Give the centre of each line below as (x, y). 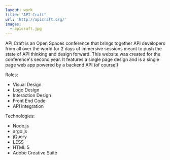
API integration (28, 106)
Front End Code (29, 101)
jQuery (20, 137)
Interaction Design (32, 95)
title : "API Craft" (26, 15)
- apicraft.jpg (26, 29)
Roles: (12, 75)
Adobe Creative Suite (35, 153)
